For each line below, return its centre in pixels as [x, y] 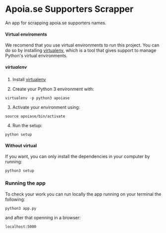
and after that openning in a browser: [43, 217]
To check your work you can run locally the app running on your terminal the [83, 194]
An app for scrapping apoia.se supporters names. [56, 23]
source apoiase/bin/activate [35, 116]
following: [15, 199]
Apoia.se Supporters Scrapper [69, 9]
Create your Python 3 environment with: [53, 89]
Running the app [26, 183]
